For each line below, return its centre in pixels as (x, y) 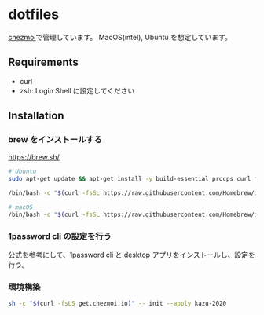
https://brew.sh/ (34, 157)
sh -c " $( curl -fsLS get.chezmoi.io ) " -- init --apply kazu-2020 (117, 304)
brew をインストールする (55, 140)
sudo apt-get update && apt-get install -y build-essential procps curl (130, 179)
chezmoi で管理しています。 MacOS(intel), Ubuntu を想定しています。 (120, 37)
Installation (36, 116)
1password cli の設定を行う (60, 236)
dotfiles (34, 15)
